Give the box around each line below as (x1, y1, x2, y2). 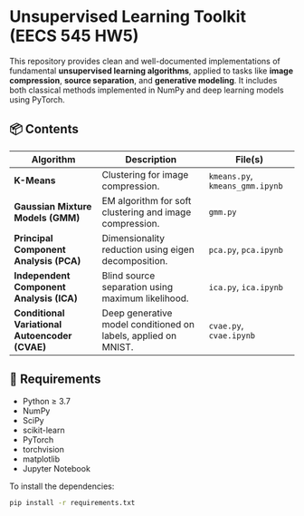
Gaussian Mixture (14, 200, 92, 212)
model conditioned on (101, 317, 195, 330)
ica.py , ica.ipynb (208, 280, 283, 293)
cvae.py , (208, 319, 244, 332)
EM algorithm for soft (101, 194, 192, 207)
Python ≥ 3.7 (22, 395, 71, 406)
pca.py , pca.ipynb (208, 243, 283, 256)
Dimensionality (101, 231, 166, 244)
